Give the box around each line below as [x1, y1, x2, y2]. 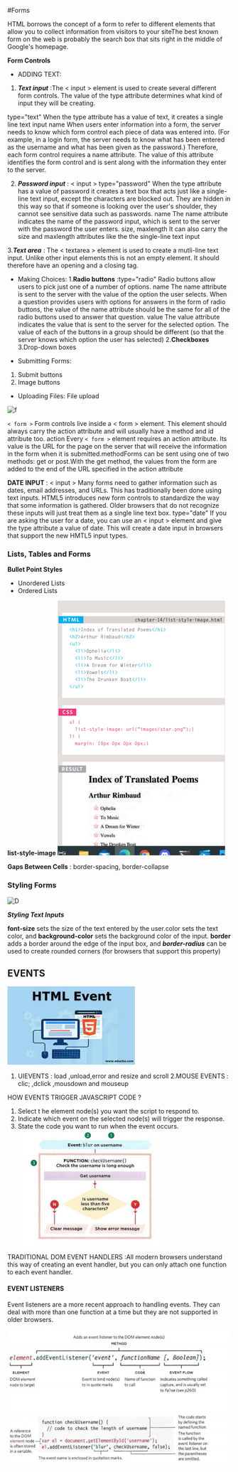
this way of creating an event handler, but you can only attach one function [7, 1260, 227, 1269]
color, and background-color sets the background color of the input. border [7, 932, 231, 940]
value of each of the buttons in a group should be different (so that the [17, 328, 225, 336]
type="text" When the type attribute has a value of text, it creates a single [7, 113, 224, 121]
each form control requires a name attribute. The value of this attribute [7, 151, 214, 159]
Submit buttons [17, 370, 63, 379]
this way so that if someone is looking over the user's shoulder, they [17, 202, 217, 210]
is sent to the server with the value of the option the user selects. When [17, 290, 227, 298]
